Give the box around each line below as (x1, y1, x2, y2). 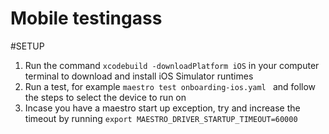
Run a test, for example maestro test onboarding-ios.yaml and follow (24, 80, 317, 92)
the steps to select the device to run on (24, 91, 187, 103)
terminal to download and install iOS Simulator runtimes (24, 70, 254, 82)
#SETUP (10, 40, 45, 52)
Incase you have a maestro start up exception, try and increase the (24, 102, 301, 114)
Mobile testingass (10, 7, 163, 30)
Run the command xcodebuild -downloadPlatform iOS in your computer (24, 59, 320, 71)
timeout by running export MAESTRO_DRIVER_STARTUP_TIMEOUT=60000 (24, 112, 298, 124)
